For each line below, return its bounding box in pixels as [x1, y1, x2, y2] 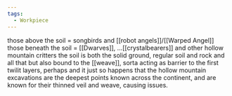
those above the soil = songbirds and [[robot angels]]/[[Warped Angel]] [7, 36, 214, 44]
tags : [7, 10, 23, 18]
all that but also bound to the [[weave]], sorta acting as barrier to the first [7, 58, 219, 67]
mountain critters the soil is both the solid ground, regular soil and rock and [7, 50, 225, 60]
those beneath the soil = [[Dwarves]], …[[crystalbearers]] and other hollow [7, 43, 224, 52]
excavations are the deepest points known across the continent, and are [7, 73, 217, 81]
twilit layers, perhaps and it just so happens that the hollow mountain [7, 66, 207, 74]
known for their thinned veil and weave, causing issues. [7, 81, 169, 89]
